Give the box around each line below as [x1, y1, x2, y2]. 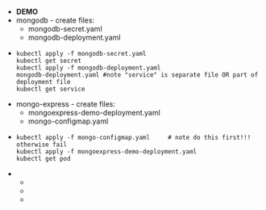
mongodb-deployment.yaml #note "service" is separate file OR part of [15, 71, 259, 79]
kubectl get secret [15, 57, 82, 65]
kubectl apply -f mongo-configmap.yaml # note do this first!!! [15, 133, 251, 141]
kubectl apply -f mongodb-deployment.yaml [15, 64, 161, 72]
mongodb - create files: [15, 15, 95, 25]
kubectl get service [15, 85, 85, 93]
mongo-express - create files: [15, 99, 115, 108]
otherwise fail [15, 141, 68, 149]
